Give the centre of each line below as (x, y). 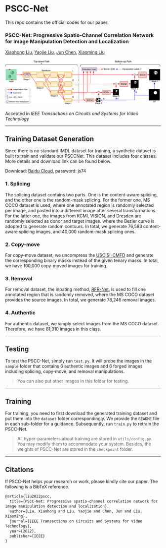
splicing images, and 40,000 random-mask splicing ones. (77, 232)
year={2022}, (23, 531)
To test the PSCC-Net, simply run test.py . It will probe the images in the (79, 361)
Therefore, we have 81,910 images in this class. (53, 329)
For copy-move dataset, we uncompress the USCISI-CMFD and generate (80, 255)
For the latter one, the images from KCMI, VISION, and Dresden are (73, 216)
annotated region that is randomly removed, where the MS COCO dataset (80, 295)
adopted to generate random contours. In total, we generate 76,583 (74, 226)
